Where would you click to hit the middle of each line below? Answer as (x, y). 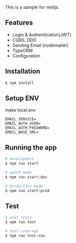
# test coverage (22, 231)
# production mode (24, 186)
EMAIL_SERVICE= (21, 119)
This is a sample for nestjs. (32, 7)
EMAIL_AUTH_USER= (23, 123)
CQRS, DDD (24, 40)
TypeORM (22, 50)
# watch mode (19, 172)
